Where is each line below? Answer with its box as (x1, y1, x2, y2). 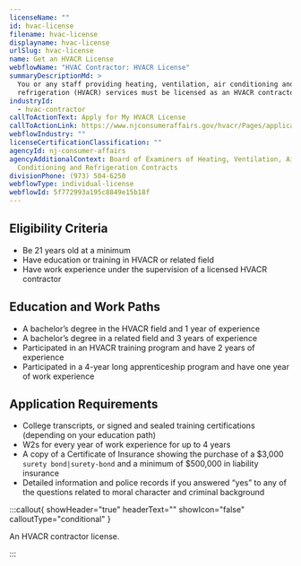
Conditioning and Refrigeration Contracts (17, 163, 178, 172)
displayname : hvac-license (9, 38, 110, 47)
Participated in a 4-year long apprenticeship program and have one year (21, 361, 289, 372)
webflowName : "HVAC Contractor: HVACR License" (9, 64, 191, 73)
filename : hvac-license (9, 30, 99, 39)
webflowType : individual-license (9, 180, 134, 189)
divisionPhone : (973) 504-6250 (9, 171, 126, 180)
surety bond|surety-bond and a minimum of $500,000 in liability (21, 459, 259, 469)
